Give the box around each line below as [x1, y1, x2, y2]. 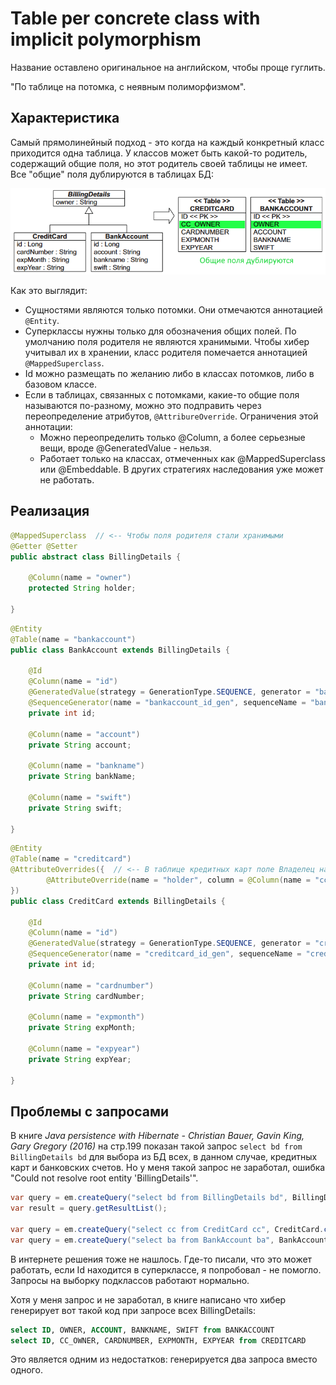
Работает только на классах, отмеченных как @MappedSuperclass [39, 453, 326, 465]
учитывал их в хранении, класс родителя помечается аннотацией [24, 347, 308, 359]
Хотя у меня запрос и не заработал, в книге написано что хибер [10, 1293, 287, 1306]
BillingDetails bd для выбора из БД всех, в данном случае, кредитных [10, 1151, 318, 1163]
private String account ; [28, 740, 132, 750]
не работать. [39, 474, 95, 486]
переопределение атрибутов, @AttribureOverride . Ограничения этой [24, 410, 319, 422]
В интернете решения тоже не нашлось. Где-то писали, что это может [10, 1253, 313, 1265]
